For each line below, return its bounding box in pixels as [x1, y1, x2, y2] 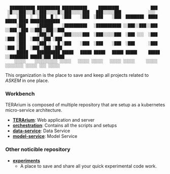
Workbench [5, 90, 35, 97]
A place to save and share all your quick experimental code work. [20, 163, 157, 169]
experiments [12, 157, 41, 163]
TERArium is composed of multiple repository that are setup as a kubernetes [5, 102, 165, 108]
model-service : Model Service [12, 133, 78, 139]
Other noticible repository [5, 146, 71, 153]
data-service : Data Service [12, 128, 70, 134]
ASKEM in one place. [5, 77, 49, 83]
